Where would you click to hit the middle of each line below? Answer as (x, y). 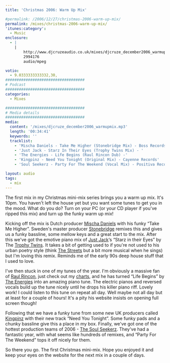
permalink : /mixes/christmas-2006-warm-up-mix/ (56, 24)
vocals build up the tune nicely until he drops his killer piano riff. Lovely (79, 287)
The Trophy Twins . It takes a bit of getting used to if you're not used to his (82, 245)
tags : (11, 178)
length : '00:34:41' (30, 132)
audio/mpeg (35, 61)
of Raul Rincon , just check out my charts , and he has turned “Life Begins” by (85, 276)
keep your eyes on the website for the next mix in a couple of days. (75, 355)
